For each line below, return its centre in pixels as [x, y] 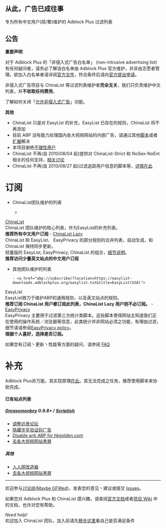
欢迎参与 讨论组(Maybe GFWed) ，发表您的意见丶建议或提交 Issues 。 [74, 488]
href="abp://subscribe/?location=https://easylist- [78, 278]
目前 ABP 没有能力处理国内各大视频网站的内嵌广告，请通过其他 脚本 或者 [85, 135]
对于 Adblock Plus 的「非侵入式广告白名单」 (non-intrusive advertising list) [81, 62]
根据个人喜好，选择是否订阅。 [35, 334]
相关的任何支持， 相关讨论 [38, 160]
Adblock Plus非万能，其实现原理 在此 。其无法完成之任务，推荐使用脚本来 [79, 381]
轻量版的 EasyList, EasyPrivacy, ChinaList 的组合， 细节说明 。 [67, 252]
